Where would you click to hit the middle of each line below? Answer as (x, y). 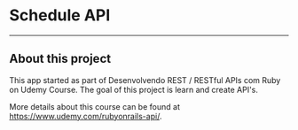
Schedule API (60, 15)
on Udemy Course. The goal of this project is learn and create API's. (134, 89)
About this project (60, 59)
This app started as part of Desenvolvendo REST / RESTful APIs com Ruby (145, 80)
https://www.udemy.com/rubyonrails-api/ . (86, 116)
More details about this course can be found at (94, 106)
